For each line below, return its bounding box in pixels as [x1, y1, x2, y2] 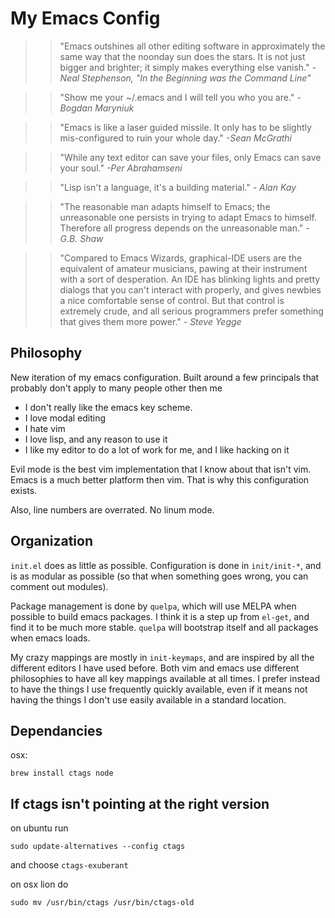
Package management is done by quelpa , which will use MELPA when [10, 600, 297, 612]
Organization [10, 533, 93, 550]
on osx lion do [10, 878, 69, 891]
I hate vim [24, 422, 66, 434]
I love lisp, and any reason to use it [24, 433, 168, 445]
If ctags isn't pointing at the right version [10, 795, 270, 812]
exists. [10, 484, 38, 496]
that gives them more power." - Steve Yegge [59, 315, 242, 327]
